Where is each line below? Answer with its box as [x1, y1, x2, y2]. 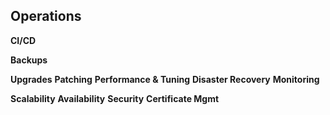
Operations [10, 8, 82, 25]
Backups [10, 54, 48, 66]
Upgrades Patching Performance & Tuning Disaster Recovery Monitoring [10, 73, 320, 85]
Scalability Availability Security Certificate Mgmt [10, 92, 220, 104]
